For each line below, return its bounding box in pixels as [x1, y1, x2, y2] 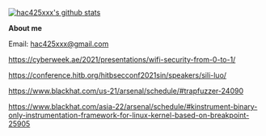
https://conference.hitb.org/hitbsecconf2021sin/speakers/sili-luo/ [8, 70, 227, 80]
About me [8, 23, 43, 32]
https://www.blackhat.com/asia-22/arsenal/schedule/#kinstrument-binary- [8, 102, 258, 111]
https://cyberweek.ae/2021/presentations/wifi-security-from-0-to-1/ [8, 55, 236, 64]
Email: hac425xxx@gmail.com [8, 39, 109, 49]
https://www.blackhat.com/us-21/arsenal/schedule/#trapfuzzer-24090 [8, 86, 244, 96]
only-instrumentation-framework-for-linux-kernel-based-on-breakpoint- [8, 110, 250, 120]
